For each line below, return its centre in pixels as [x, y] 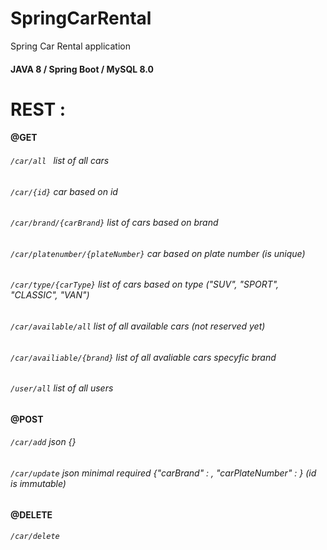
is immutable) [38, 483]
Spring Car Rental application [70, 46]
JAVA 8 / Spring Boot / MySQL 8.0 [82, 69]
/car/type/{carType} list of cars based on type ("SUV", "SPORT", [145, 284]
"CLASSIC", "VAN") [50, 295]
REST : [38, 109]
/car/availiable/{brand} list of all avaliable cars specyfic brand [143, 357]
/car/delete [35, 537]
